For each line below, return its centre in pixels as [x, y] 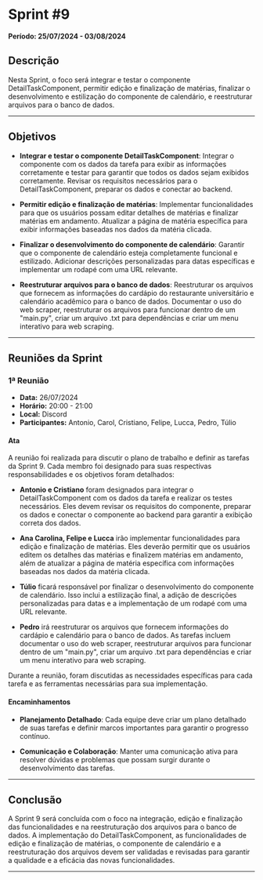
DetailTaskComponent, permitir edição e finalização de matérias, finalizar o [129, 88]
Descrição [34, 61]
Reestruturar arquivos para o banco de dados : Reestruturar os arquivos [136, 285]
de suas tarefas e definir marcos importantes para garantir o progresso [134, 728]
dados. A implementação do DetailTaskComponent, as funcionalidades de [128, 835]
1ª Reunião [29, 380]
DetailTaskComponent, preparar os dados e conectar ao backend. [126, 189]
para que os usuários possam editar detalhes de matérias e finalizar [129, 213]
